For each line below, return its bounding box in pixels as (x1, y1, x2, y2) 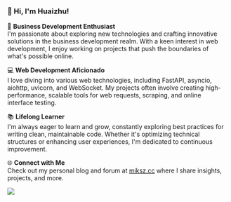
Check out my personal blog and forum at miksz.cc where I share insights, (7, 166, 223, 175)
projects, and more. (7, 174, 64, 182)
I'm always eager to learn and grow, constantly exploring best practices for (7, 123, 225, 131)
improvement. (7, 145, 48, 154)
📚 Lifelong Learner (7, 112, 65, 121)
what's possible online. (7, 52, 74, 60)
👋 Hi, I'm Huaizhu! (7, 6, 70, 16)
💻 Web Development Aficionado (7, 66, 105, 74)
